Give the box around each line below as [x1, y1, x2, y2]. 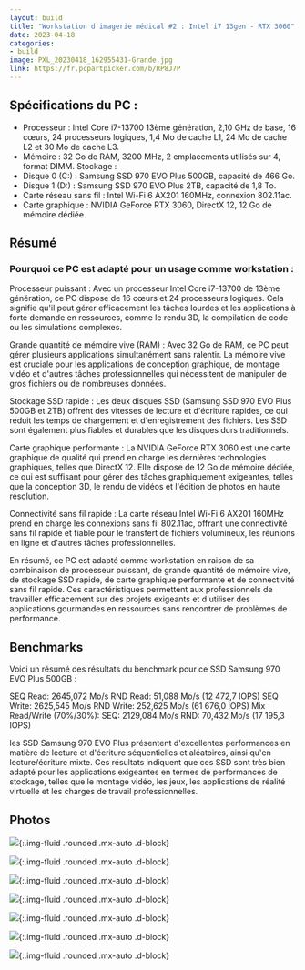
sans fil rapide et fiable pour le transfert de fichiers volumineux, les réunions [9, 528, 296, 539]
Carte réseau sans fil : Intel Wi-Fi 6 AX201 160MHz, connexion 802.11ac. [22, 189, 293, 200]
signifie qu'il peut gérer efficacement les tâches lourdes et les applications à [9, 302, 296, 314]
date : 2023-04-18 [9, 30, 76, 39]
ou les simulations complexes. [9, 322, 123, 333]
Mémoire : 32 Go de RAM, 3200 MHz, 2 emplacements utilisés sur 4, [22, 151, 280, 162]
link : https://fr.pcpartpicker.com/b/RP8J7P [9, 65, 181, 74]
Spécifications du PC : [9, 97, 138, 114]
